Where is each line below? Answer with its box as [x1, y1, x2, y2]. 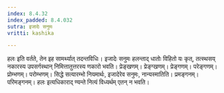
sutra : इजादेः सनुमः [7, 23, 53, 30]
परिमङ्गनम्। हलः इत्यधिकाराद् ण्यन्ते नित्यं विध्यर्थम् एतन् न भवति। [7, 78, 150, 87]
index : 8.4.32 [7, 10, 49, 17]
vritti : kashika [7, 29, 54, 37]
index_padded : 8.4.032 [7, 17, 73, 24]
